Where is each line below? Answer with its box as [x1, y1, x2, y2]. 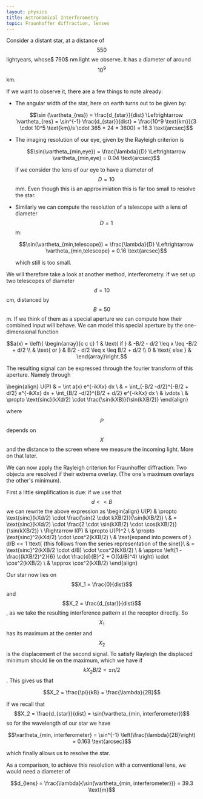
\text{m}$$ [88, 786, 116, 794]
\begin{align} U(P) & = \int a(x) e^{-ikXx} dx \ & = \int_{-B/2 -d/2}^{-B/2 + [6, 383, 189, 390]
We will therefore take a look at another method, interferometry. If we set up [6, 271, 196, 278]
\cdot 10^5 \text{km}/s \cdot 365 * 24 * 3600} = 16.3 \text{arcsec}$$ [19, 124, 193, 131]
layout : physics [6, 9, 47, 15]
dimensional [6, 328, 37, 335]
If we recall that [6, 700, 45, 708]
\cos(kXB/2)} [144, 521, 178, 528]
